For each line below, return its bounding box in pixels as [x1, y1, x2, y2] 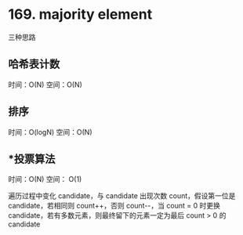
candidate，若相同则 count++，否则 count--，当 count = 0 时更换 [8, 201, 221, 211]
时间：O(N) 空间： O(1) [8, 175, 82, 184]
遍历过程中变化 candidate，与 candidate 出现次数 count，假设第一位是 [8, 191, 236, 201]
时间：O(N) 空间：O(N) [8, 80, 82, 89]
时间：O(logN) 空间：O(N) [8, 127, 92, 136]
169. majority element [8, 5, 153, 23]
